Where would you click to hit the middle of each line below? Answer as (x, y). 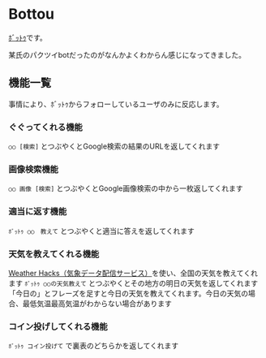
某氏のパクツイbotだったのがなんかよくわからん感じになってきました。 (127, 54)
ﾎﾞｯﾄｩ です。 (28, 37)
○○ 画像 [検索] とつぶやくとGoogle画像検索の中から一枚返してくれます (126, 188)
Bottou (32, 14)
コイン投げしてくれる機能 (58, 326)
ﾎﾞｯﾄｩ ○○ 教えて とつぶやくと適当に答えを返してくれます (101, 231)
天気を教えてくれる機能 (54, 254)
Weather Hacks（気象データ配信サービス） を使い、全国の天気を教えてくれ (133, 273)
